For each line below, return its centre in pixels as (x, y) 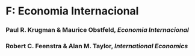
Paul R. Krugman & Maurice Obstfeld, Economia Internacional (97, 30)
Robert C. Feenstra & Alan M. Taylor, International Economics (97, 46)
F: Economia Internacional (72, 11)
